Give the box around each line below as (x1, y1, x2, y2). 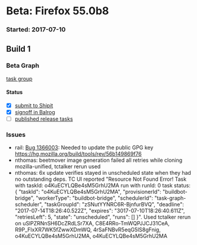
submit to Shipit (14, 102, 53, 109)
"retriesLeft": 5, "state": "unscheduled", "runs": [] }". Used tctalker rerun (14, 213, 191, 221)
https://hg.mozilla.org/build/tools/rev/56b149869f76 (14, 150, 142, 158)
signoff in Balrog (14, 109, 55, 116)
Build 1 (6, 43, 31, 54)
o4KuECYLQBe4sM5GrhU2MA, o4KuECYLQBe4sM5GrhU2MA (14, 233, 168, 240)
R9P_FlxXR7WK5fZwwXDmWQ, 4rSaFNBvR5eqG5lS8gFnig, (14, 226, 161, 233)
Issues (6, 131, 26, 139)
